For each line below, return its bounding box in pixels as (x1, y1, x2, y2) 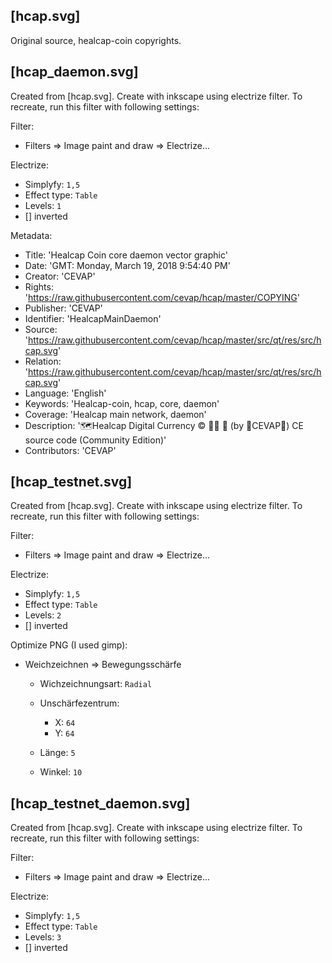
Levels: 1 (24, 199, 62, 211)
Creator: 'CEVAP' (24, 270, 96, 282)
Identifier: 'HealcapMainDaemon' (24, 312, 162, 324)
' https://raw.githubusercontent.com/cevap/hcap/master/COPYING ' (24, 291, 300, 303)
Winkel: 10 (39, 766, 83, 778)
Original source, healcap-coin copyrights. (10, 34, 182, 46)
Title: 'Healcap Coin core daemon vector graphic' (24, 249, 228, 261)
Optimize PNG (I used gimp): (10, 639, 128, 651)
